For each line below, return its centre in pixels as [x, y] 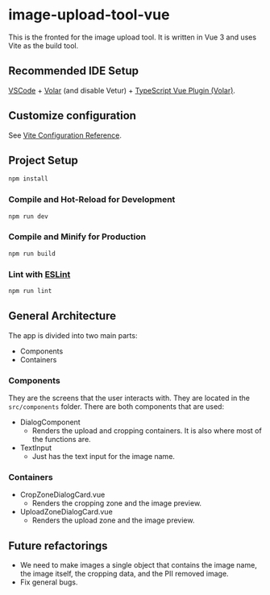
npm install [28, 179]
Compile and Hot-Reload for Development [92, 200]
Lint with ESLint [39, 274]
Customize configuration [73, 116]
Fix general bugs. [49, 582]
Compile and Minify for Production [77, 237]
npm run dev [28, 216]
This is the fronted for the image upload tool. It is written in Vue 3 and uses [132, 37]
